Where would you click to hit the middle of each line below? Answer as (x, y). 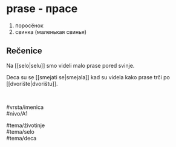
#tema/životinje (26, 125)
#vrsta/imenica (25, 107)
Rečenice (24, 51)
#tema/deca (21, 138)
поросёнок (29, 25)
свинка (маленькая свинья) (51, 31)
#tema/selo (20, 131)
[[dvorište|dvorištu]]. (32, 83)
